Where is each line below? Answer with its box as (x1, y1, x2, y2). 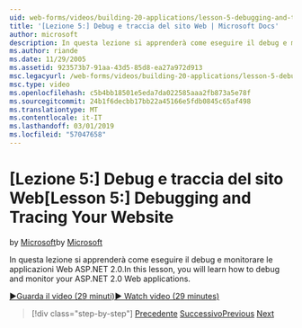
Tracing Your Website (9, 208, 174, 227)
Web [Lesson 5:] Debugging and (9, 188, 252, 208)
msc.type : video (9, 80, 70, 89)
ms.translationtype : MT (9, 105, 99, 114)
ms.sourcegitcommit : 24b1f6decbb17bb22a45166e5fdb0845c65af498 (9, 96, 252, 106)
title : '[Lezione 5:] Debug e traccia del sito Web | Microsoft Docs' (9, 22, 280, 31)
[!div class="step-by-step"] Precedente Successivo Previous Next (31, 307, 274, 319)
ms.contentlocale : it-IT (9, 113, 102, 122)
